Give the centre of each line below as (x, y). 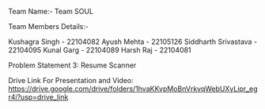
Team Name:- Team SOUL (51, 11)
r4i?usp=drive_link (38, 97)
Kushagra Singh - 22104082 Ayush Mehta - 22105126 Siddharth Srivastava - (133, 42)
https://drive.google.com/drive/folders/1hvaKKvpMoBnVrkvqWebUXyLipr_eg (133, 89)
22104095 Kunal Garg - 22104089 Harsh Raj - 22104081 (100, 50)
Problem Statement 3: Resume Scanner (72, 65)
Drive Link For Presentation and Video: (71, 80)
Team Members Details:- (49, 26)
